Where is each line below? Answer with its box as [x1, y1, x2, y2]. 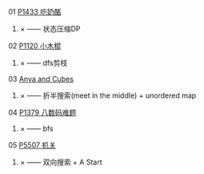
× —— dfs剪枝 [19, 59, 68, 67]
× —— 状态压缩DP [19, 24, 81, 34]
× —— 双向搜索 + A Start [19, 157, 102, 167]
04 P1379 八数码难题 [8, 107, 77, 117]
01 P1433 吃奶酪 [8, 7, 62, 16]
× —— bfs [19, 123, 54, 133]
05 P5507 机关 [8, 140, 57, 150]
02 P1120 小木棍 [8, 41, 62, 51]
